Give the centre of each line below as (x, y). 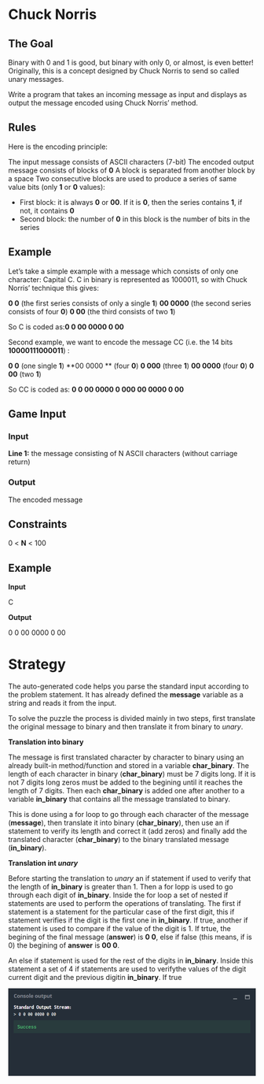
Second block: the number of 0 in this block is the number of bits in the (135, 219)
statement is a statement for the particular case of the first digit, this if (121, 912)
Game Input (37, 414)
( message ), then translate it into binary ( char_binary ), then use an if (119, 823)
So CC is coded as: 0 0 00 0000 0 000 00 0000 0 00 (96, 389)
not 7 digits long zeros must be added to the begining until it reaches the (126, 782)
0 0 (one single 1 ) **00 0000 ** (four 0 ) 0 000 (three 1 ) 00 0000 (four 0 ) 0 (131, 366)
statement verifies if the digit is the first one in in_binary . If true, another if (128, 920)
